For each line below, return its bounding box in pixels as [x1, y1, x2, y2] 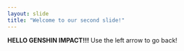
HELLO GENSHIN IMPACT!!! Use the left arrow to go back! [7, 36, 178, 44]
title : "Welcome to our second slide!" [7, 17, 125, 24]
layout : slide [7, 10, 50, 17]
